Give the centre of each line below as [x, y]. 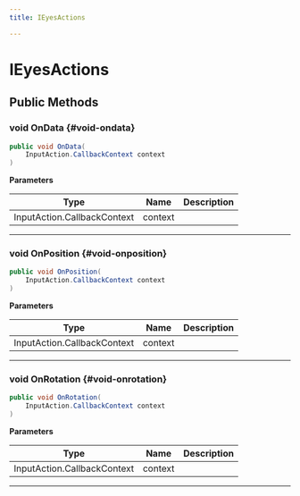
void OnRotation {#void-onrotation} [88, 379]
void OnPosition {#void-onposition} [88, 254]
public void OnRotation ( [55, 398]
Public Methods [54, 102]
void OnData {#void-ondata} [72, 128]
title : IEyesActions [48, 17]
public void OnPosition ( [55, 272]
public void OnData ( [48, 147]
